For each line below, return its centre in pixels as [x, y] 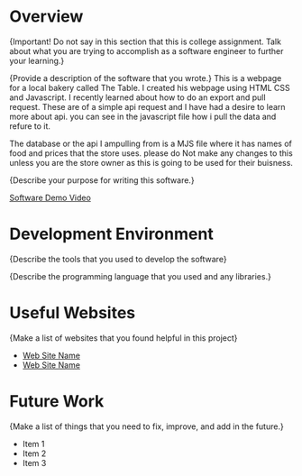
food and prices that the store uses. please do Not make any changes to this [151, 153]
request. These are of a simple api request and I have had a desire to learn [147, 106]
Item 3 [34, 462]
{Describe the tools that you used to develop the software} [118, 259]
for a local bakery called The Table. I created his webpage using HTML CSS [150, 87]
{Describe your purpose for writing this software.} [102, 180]
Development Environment [111, 234]
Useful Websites [73, 313]
